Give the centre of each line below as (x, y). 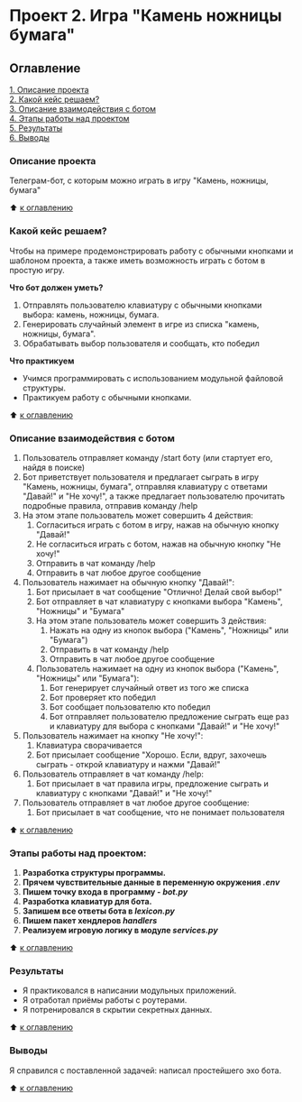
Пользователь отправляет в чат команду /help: (113, 774)
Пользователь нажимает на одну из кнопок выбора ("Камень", (157, 668)
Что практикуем (42, 361)
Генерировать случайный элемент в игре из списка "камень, (141, 324)
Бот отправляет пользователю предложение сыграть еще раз (169, 716)
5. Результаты (36, 128)
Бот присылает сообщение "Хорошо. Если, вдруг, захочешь (151, 755)
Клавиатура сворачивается (89, 745)
